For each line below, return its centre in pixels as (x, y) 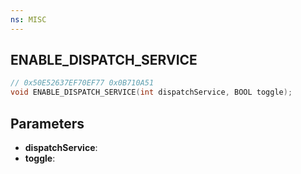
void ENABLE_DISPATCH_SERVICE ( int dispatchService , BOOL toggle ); (151, 92)
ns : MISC (28, 19)
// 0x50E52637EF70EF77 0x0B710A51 (82, 83)
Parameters (47, 123)
